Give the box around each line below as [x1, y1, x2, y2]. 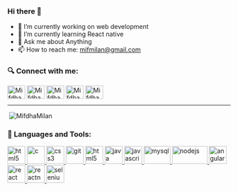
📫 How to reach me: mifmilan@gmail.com [17, 45, 142, 54]
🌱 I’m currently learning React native [17, 30, 124, 38]
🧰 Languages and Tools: [7, 129, 92, 139]
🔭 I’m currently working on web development [17, 23, 149, 31]
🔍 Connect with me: [7, 66, 79, 76]
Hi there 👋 [7, 6, 42, 16]
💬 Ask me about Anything [17, 37, 92, 46]
